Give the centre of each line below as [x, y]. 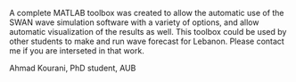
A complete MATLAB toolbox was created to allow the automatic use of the [147, 13]
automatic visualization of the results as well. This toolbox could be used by [148, 32]
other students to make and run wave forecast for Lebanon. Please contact [147, 41]
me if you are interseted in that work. [77, 51]
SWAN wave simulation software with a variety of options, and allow [134, 22]
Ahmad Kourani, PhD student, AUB [73, 68]
